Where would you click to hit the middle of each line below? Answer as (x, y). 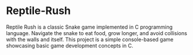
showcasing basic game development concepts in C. (70, 46)
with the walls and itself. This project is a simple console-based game (90, 39)
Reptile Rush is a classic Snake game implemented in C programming (89, 27)
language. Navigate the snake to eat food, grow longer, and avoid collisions (96, 33)
